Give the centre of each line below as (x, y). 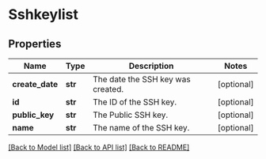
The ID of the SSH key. (135, 102)
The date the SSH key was (142, 79)
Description (151, 66)
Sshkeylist (44, 15)
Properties (35, 44)
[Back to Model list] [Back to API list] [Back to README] (99, 147)
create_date (35, 84)
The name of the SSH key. (141, 128)
